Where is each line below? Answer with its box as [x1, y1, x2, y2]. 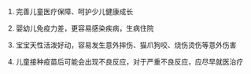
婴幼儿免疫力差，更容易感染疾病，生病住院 [15, 24, 154, 33]
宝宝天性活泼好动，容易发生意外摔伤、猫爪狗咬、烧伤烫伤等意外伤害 [15, 40, 237, 50]
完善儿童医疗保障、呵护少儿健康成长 [15, 7, 134, 16]
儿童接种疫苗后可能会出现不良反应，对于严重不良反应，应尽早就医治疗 [15, 57, 244, 66]
